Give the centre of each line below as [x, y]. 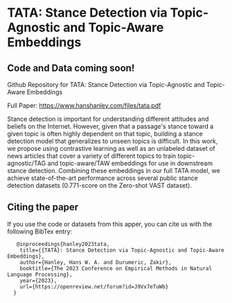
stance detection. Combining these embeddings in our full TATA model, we [114, 171]
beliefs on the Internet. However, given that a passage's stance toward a [110, 126]
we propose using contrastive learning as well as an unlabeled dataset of [111, 148]
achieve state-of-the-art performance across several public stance [103, 178]
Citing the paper [43, 207]
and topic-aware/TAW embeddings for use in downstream [130, 163]
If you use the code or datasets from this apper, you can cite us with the [110, 224]
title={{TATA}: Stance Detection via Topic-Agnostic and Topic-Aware [122, 250]
